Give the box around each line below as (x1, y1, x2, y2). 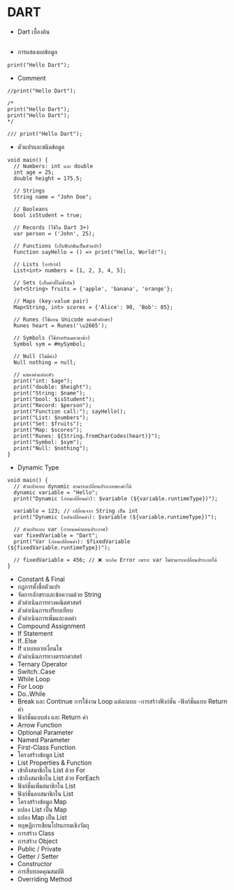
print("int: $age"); (13, 377, 73, 384)
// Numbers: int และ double (13, 163, 94, 170)
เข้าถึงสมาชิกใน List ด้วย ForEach (17, 774, 100, 782)
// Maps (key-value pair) (13, 297, 89, 305)
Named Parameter (17, 735, 71, 744)
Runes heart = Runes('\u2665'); (13, 322, 108, 329)
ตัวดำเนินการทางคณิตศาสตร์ (17, 598, 82, 606)
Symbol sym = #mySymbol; (13, 341, 86, 348)
